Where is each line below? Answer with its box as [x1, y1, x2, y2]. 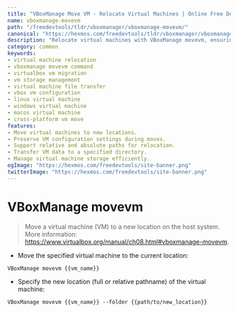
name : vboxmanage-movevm [7, 17, 81, 24]
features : [7, 122, 37, 130]
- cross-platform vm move [7, 115, 84, 123]
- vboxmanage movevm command [7, 63, 93, 70]
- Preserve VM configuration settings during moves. [7, 135, 166, 142]
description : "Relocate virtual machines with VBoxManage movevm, [7, 37, 208, 44]
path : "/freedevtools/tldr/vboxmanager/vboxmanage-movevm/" [7, 23, 189, 30]
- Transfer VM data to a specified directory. [7, 149, 147, 156]
